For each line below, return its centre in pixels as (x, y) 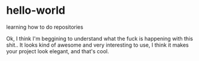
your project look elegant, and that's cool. (58, 51)
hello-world (36, 10)
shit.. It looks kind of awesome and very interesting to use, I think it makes (97, 45)
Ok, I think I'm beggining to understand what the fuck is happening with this (100, 38)
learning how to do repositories (45, 27)
